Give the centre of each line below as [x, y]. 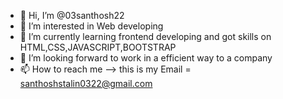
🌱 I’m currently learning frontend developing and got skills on [145, 36]
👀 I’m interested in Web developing [91, 26]
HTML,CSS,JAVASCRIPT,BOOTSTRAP [98, 47]
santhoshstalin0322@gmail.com [86, 83]
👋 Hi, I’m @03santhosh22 [72, 15]
